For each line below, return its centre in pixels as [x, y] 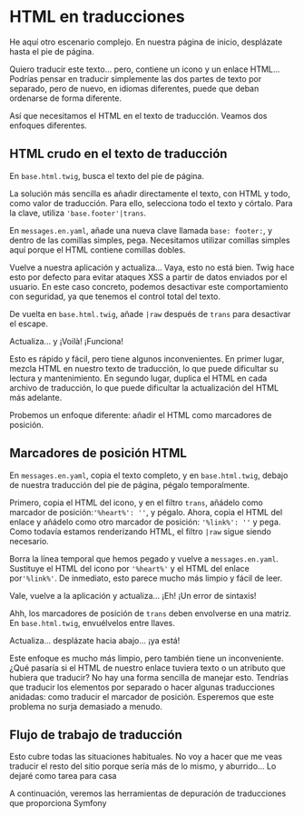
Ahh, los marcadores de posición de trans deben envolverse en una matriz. [151, 613]
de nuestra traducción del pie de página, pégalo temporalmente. [130, 484]
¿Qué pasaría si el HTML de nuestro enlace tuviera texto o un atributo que [147, 668]
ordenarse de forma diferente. [66, 98]
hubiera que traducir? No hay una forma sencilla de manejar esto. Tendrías [149, 677]
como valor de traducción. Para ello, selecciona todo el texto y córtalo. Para [151, 203]
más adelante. [36, 397]
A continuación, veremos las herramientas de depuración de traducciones [148, 793]
